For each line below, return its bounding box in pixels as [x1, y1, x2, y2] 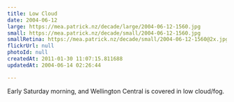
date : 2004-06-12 [7, 17, 58, 24]
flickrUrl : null [7, 42, 54, 49]
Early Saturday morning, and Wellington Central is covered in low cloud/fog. [7, 87, 225, 95]
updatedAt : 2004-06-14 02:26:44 [7, 62, 101, 69]
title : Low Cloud [7, 10, 58, 17]
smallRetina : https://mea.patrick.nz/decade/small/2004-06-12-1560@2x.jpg [7, 36, 229, 43]
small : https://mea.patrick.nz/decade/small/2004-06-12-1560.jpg [7, 29, 201, 37]
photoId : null [7, 49, 49, 56]
